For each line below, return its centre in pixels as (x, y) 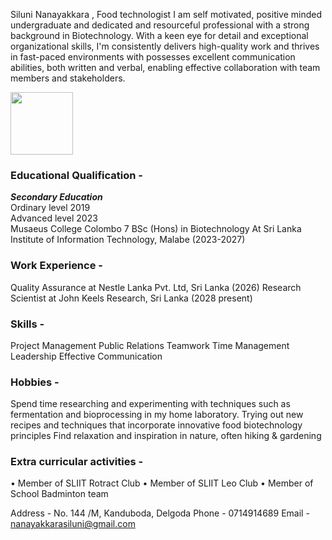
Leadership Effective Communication (86, 356)
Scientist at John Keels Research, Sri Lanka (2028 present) (131, 298)
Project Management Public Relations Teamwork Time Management (150, 345)
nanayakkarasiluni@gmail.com (73, 524)
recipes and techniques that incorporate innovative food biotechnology (156, 425)
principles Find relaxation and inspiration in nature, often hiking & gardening (166, 436)
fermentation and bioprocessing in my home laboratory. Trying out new (157, 415)
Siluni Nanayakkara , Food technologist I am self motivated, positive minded (166, 14)
